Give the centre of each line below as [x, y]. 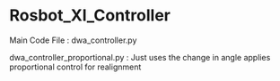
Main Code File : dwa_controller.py [73, 40]
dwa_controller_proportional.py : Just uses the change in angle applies [140, 57]
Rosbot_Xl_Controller [90, 16]
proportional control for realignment [75, 67]
